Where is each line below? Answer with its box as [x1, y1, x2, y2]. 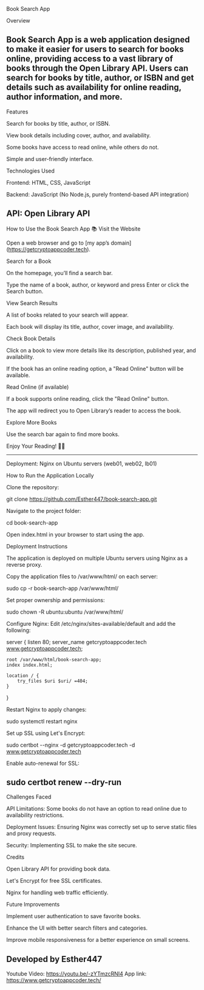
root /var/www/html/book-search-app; [6, 656, 102, 662]
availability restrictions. [6, 811, 64, 819]
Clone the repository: [6, 483, 59, 490]
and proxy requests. [6, 830, 56, 838]
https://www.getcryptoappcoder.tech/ [6, 977, 101, 984]
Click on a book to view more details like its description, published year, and [6, 346, 196, 354]
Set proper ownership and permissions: [6, 596, 105, 603]
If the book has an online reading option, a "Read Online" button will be [6, 365, 184, 372]
